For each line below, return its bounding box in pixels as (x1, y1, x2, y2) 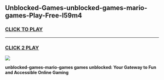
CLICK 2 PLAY (5, 44, 39, 51)
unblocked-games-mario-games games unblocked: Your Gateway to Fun (5, 64, 157, 70)
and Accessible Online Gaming (5, 69, 69, 75)
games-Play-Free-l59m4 (5, 12, 82, 20)
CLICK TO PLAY (5, 26, 43, 33)
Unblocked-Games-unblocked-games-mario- (5, 4, 147, 12)
